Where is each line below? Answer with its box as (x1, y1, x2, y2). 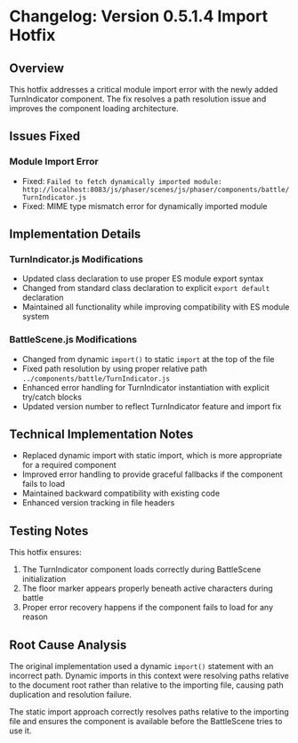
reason (21, 611, 49, 622)
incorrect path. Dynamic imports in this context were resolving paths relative (9, 670, 289, 682)
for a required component (21, 460, 117, 471)
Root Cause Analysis (9, 637, 127, 652)
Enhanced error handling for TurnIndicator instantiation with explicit (21, 382, 270, 392)
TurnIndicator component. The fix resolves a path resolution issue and (9, 93, 267, 104)
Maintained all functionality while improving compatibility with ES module (21, 302, 290, 312)
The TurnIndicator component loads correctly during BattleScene (21, 564, 262, 575)
